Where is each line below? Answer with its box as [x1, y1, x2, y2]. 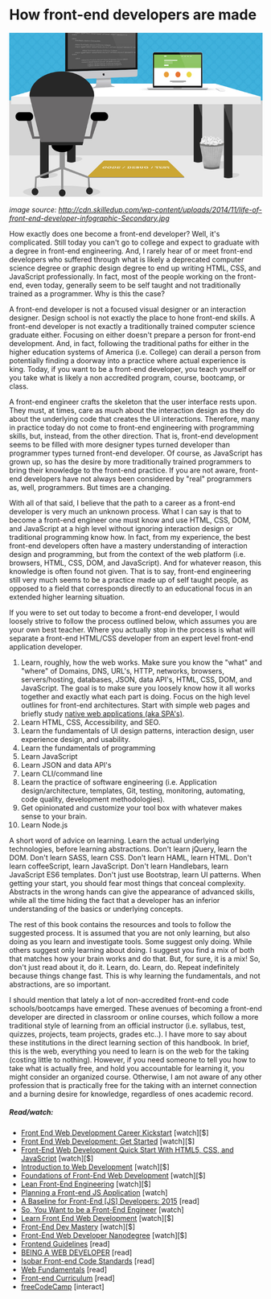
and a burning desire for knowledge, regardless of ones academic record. [9, 1089, 254, 1099]
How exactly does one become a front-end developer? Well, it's [9, 229, 220, 238]
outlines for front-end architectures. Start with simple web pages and [20, 700, 250, 710]
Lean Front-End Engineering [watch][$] [20, 1179, 151, 1189]
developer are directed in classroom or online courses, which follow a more [9, 1012, 259, 1021]
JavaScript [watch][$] [20, 1153, 94, 1163]
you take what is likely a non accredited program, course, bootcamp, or [9, 373, 246, 382]
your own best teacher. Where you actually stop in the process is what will [9, 625, 256, 634]
